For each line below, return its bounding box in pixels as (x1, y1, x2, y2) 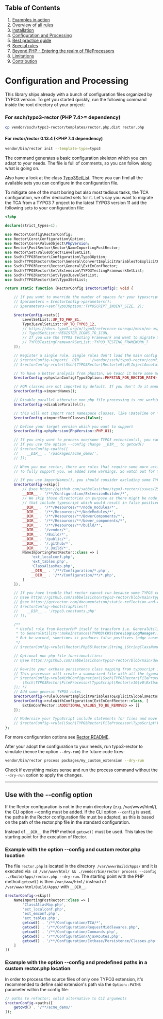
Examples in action (12, 17, 50, 22)
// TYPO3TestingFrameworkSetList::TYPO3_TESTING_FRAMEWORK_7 (22, 340, 149, 345)
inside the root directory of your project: (5, 102, 85, 108)
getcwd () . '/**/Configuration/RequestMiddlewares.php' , (22, 925, 140, 930)
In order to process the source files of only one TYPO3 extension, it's (5, 976, 144, 982)
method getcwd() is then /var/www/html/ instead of (5, 878, 107, 884)
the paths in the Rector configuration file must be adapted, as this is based (5, 814, 154, 820)
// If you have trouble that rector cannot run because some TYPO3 (14, 591, 153, 595)
